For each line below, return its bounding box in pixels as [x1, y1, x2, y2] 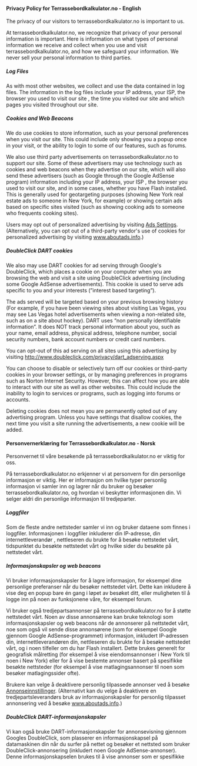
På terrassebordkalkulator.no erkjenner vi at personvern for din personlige [6, 471, 186, 478]
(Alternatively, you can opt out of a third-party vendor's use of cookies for [6, 227, 186, 235]
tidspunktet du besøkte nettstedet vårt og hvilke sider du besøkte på [6, 542, 172, 549]
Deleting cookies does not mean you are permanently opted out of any [6, 408, 178, 415]
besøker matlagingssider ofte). [6, 670, 81, 677]
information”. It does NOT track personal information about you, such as [6, 324, 181, 331]
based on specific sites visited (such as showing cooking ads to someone [6, 204, 185, 211]
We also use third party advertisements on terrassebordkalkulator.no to [6, 154, 179, 161]
